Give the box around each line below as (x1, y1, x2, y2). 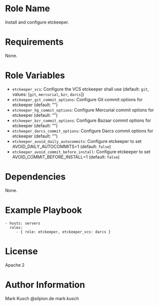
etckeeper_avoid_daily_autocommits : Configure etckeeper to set (12, 138, 142, 144)
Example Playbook (5, 204, 82, 216)
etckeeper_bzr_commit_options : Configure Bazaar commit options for (12, 117, 151, 123)
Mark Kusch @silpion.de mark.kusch (5, 295, 79, 301)
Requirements (5, 36, 64, 48)
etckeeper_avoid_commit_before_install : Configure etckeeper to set (12, 148, 151, 155)
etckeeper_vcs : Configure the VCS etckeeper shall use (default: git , (12, 86, 149, 92)
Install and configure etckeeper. (5, 19, 69, 25)
